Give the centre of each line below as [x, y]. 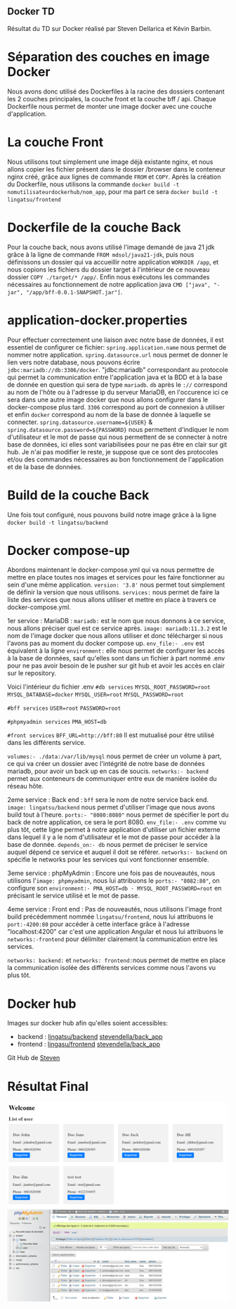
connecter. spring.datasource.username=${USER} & [80, 422]
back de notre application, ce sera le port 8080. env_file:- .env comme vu [117, 822]
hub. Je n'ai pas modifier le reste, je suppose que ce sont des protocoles [113, 452]
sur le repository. [32, 673]
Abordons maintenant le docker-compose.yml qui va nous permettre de [111, 570]
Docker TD [31, 12]
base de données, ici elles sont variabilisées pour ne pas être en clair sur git [117, 444]
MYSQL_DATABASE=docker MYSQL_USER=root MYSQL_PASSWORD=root [96, 695]
